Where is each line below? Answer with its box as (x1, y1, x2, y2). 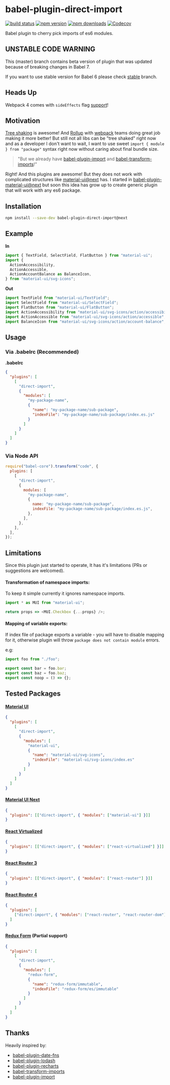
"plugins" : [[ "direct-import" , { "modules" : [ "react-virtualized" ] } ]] (10, 844, 164, 850)
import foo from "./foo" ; (5, 657, 60, 662)
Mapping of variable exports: (5, 620, 68, 626)
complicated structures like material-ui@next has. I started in (5, 177, 133, 183)
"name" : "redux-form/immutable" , (32, 981, 103, 987)
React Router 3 (5, 860, 37, 866)
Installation (5, 202, 41, 211)
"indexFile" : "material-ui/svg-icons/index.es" (32, 757, 135, 762)
